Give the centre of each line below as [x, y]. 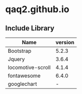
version [65, 42]
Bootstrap [20, 51]
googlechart [22, 84]
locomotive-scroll [29, 67]
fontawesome [24, 76]
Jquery [16, 59]
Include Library [30, 28]
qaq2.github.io [37, 9]
